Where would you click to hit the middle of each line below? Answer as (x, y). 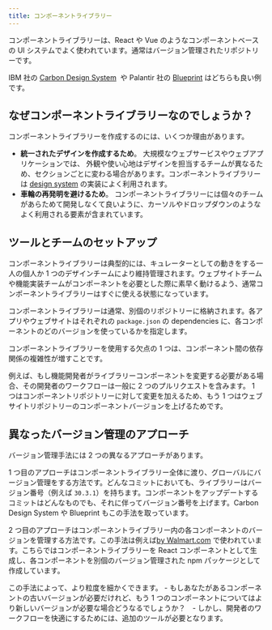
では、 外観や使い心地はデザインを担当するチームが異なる (159, 164)
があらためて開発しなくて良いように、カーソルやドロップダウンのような (140, 204)
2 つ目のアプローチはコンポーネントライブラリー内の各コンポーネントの (129, 530)
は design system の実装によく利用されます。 (96, 184)
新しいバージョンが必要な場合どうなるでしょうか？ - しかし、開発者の (135, 608)
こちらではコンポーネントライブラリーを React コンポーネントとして (136, 551)
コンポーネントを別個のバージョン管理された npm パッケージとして (149, 560)
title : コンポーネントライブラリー (60, 16)
